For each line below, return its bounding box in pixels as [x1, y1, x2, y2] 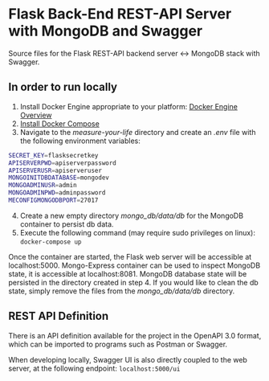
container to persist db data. [19, 219, 114, 229]
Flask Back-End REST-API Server [8, 5, 232, 23]
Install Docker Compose [19, 118, 100, 129]
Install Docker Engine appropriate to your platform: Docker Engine [19, 101, 238, 111]
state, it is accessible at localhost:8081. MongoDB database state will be [8, 268, 247, 278]
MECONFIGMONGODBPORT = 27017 [8, 196, 99, 204]
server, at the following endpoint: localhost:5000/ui [8, 363, 181, 373]
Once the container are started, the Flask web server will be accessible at [8, 252, 252, 261]
